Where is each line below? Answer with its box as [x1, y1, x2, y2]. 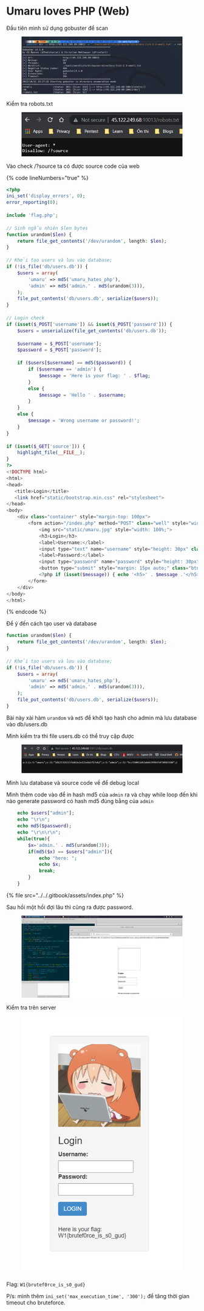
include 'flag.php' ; [6, 212, 59, 218]
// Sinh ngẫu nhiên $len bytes [6, 225, 88, 231]
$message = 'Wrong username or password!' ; [28, 418, 140, 424]
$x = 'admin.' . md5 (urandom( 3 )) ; [28, 842, 110, 848]
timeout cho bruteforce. [6, 1299, 66, 1306]
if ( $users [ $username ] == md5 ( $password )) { [17, 360, 132, 366]
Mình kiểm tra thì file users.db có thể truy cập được [6, 732, 135, 740]
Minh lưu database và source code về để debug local [6, 779, 140, 787]
